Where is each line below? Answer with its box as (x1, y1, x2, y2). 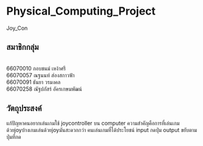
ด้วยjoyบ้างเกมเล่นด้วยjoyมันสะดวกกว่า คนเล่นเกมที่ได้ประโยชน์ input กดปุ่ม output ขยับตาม (6, 126, 197, 133)
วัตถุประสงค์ (6, 103, 42, 114)
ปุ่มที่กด (6, 133, 21, 141)
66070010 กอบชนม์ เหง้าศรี (6, 64, 66, 72)
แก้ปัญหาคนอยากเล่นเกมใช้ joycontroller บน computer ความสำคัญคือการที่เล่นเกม (6, 119, 180, 127)
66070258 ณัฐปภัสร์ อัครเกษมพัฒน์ (6, 85, 82, 92)
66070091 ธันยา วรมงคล (6, 78, 61, 86)
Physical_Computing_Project (6, 4, 156, 18)
